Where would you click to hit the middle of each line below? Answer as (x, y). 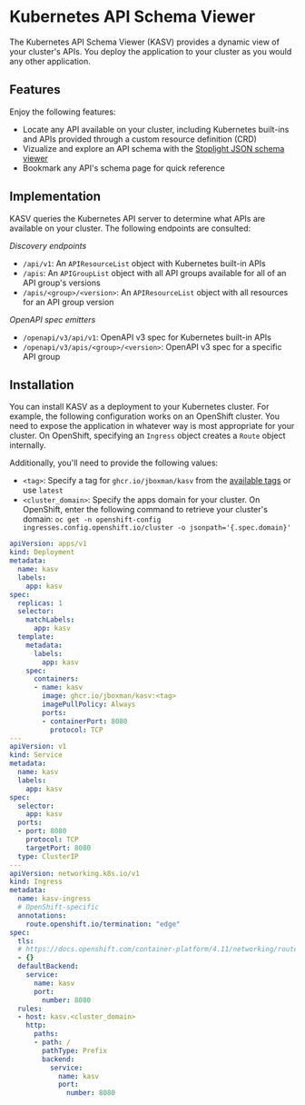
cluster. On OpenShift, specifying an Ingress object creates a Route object (148, 436)
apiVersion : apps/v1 (49, 544)
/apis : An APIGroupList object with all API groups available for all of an (154, 273)
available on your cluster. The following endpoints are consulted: (130, 228)
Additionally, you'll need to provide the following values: (114, 463)
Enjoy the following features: (63, 112)
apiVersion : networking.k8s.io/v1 (75, 873)
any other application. (50, 61)
